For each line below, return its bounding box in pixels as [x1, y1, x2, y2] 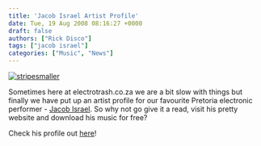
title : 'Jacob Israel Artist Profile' [8, 11, 139, 20]
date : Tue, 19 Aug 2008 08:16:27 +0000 [8, 19, 143, 27]
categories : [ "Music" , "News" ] [8, 49, 114, 57]
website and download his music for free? [8, 113, 148, 122]
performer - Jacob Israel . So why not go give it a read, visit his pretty [8, 104, 238, 114]
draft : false [8, 27, 53, 35]
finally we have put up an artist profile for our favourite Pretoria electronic [8, 96, 253, 105]
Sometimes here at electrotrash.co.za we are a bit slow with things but [8, 87, 242, 97]
